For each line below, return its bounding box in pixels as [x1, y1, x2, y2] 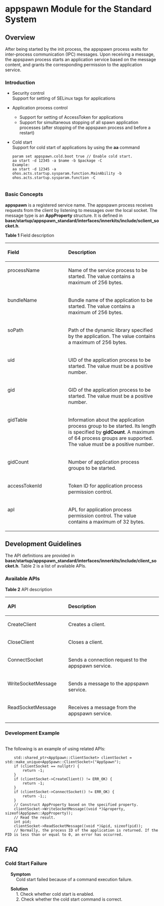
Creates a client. [68, 621, 106, 628]
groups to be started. [68, 464, 117, 471]
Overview [5, 33, 36, 42]
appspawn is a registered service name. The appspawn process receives [5, 202, 153, 208]
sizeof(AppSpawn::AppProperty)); [5, 811, 73, 816]
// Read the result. [14, 815, 56, 820]
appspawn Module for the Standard [5, 3, 152, 15]
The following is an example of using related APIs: [5, 746, 106, 752]
